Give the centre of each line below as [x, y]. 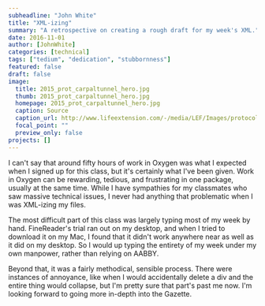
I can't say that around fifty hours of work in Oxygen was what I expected [127, 162]
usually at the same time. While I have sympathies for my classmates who [128, 188]
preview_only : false [49, 132]
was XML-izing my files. [47, 204]
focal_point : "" [42, 125]
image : [19, 81]
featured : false [35, 67]
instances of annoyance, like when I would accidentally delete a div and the [131, 277]
